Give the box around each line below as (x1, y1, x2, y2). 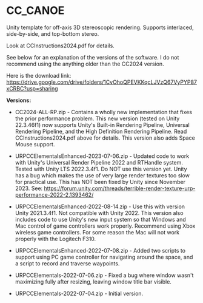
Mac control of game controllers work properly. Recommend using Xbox (15, 222, 196, 230)
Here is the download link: (6, 72, 72, 79)
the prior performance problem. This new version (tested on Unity (15, 115, 180, 122)
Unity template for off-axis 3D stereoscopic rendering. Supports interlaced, (6, 24, 194, 31)
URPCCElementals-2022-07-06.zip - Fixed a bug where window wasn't (15, 271, 194, 279)
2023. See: (15, 185, 43, 192)
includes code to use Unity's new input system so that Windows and (15, 216, 186, 223)
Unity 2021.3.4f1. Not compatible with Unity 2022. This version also (15, 209, 184, 216)
